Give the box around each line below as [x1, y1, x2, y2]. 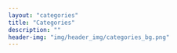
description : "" [8, 26, 61, 34]
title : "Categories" [8, 19, 76, 26]
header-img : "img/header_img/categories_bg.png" [8, 33, 170, 41]
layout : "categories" [8, 11, 79, 19]
